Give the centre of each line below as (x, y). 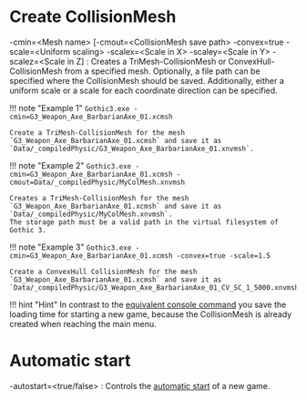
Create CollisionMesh (93, 17)
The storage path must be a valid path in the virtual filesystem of (144, 222)
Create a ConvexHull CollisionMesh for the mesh (103, 272)
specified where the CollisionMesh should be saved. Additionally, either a (147, 80)
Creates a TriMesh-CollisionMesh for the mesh (99, 198)
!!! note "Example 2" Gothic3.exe (71, 165)
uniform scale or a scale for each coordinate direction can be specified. (143, 90)
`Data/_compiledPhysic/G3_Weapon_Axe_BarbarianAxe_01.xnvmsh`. (132, 149)
